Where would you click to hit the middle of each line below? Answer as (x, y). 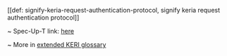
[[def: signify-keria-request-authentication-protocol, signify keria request (114, 10)
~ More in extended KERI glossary (57, 44)
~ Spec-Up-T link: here (41, 31)
